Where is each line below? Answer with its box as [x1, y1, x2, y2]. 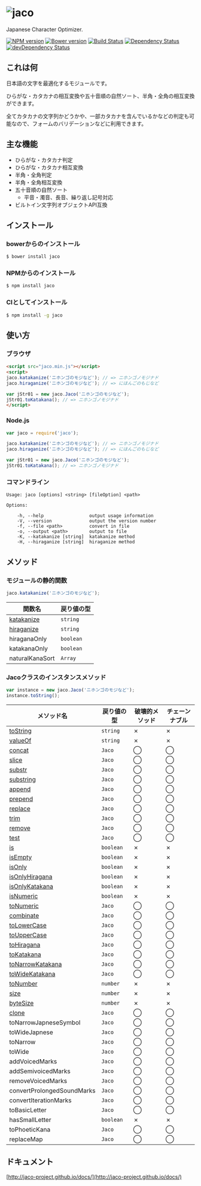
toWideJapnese [9, 1028, 54, 1036]
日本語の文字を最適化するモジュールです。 [6, 80, 111, 87]
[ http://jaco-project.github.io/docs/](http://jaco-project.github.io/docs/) [6, 1173, 182, 1180]
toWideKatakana [9, 969, 56, 978]
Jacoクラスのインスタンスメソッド [6, 673, 106, 682]
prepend [9, 795, 33, 803]
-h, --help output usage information [17, 513, 154, 519]
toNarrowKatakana [9, 960, 62, 968]
